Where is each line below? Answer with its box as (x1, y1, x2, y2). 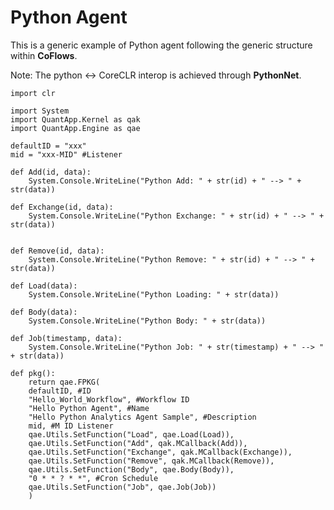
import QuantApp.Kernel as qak (10, 114, 141, 125)
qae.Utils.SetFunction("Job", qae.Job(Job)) (28, 482, 217, 492)
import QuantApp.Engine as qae (10, 123, 141, 133)
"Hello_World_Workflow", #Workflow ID (28, 394, 190, 405)
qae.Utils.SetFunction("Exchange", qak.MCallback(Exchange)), (28, 447, 293, 457)
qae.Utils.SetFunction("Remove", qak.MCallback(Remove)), (28, 456, 275, 466)
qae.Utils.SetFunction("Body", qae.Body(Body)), (28, 464, 235, 475)
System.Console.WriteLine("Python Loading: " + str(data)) (28, 289, 280, 300)
